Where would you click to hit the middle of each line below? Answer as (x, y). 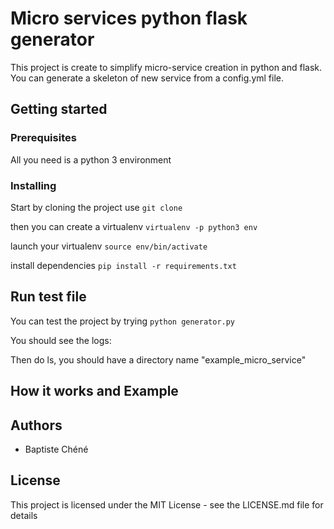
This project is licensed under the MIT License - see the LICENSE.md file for (167, 504)
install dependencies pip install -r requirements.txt (123, 265)
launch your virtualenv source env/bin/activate (109, 246)
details (24, 515)
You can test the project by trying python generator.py (123, 321)
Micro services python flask (129, 18)
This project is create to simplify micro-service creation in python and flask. (166, 67)
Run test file (48, 297)
